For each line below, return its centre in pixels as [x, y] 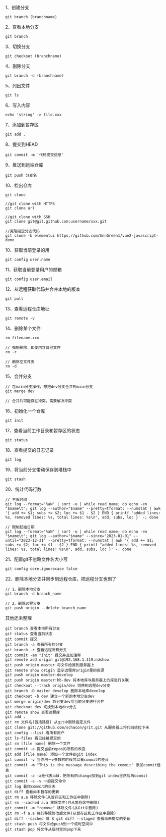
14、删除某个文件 [23, 328]
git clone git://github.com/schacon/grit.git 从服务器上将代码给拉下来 [77, 727]
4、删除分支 [18, 66]
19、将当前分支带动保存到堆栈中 [38, 469]
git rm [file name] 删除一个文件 [38, 744]
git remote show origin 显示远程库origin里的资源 [55, 670]
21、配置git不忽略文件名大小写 [36, 559]
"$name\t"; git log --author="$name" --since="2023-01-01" [68, 536]
